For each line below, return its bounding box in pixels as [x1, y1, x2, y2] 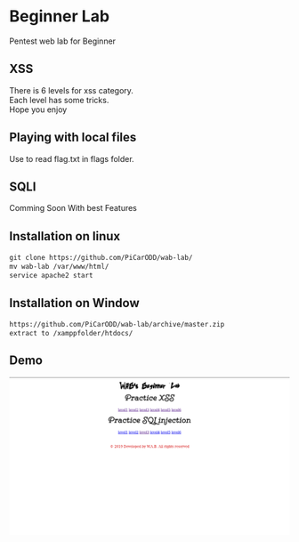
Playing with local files [9, 130, 137, 145]
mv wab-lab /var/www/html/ [9, 263, 109, 271]
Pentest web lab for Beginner [9, 36, 117, 46]
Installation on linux [9, 229, 121, 244]
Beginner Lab [9, 6, 109, 27]
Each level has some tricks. [9, 94, 109, 105]
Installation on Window [9, 295, 140, 311]
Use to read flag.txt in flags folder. [9, 153, 135, 164]
